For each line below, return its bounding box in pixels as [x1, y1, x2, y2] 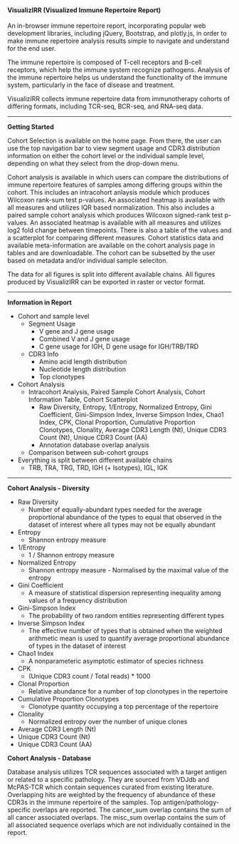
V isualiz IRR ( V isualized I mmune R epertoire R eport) [7, 6, 161, 14]
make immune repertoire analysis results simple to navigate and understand [7, 36, 230, 46]
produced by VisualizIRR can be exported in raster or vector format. [7, 278, 206, 287]
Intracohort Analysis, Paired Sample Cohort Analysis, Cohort [28, 388, 206, 396]
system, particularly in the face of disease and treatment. [7, 81, 176, 89]
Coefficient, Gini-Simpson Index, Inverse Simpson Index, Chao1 [38, 411, 224, 419]
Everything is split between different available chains [17, 456, 173, 465]
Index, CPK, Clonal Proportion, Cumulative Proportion [38, 418, 196, 427]
